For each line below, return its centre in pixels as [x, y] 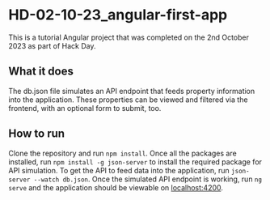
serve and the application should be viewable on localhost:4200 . [116, 187]
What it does [41, 72]
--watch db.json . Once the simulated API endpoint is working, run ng [148, 179]
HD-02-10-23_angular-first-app [118, 15]
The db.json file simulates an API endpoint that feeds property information [132, 91]
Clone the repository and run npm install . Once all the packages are [122, 153]
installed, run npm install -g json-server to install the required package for [135, 162]
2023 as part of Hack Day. [52, 45]
